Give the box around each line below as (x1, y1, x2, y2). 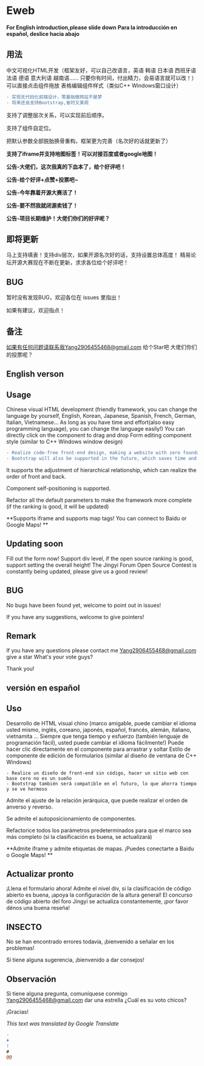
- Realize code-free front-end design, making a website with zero (6, 450, 181, 456)
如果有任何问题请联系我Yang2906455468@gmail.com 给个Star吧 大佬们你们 (6, 343, 197, 350)
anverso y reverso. (6, 803, 53, 810)
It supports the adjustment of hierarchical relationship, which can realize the (6, 466, 197, 474)
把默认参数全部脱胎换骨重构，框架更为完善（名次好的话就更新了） (6, 137, 171, 145)
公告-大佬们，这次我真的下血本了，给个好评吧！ (6, 163, 126, 170)
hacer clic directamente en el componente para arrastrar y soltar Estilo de (6, 745, 191, 753)
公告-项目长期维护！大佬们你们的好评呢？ (6, 214, 110, 222)
